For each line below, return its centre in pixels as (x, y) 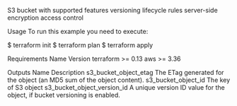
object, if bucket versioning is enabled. (64, 95)
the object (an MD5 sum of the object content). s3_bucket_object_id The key (119, 80)
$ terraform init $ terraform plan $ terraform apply (80, 45)
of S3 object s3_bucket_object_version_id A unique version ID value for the (116, 87)
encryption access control (45, 18)
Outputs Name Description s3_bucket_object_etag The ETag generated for (116, 72)
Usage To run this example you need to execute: (78, 31)
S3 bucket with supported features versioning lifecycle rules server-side (112, 10)
